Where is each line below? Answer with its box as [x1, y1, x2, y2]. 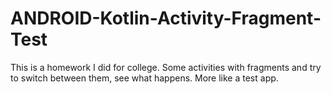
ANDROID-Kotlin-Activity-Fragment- [10, 7, 322, 30]
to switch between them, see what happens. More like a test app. [10, 72, 279, 84]
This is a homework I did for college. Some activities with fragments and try [10, 61, 322, 73]
